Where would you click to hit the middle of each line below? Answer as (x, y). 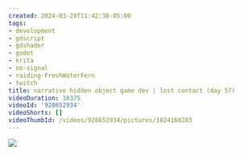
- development (32, 31)
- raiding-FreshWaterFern (51, 75)
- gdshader (27, 46)
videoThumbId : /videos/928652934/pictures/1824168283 (101, 120)
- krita (21, 61)
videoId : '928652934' (45, 105)
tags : (17, 23)
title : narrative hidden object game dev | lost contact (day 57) (122, 90)
